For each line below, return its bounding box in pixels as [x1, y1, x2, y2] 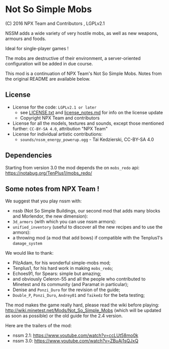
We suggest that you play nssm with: [5, 198, 82, 204]
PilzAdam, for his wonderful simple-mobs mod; [12, 260, 111, 266]
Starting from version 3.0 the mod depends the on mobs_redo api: [5, 164, 140, 170]
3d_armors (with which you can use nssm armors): [12, 219, 117, 225]
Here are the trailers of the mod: [5, 323, 72, 329]
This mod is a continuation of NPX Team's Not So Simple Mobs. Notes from [5, 70, 162, 77]
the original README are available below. [5, 76, 91, 82]
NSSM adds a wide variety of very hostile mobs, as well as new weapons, [5, 30, 158, 36]
